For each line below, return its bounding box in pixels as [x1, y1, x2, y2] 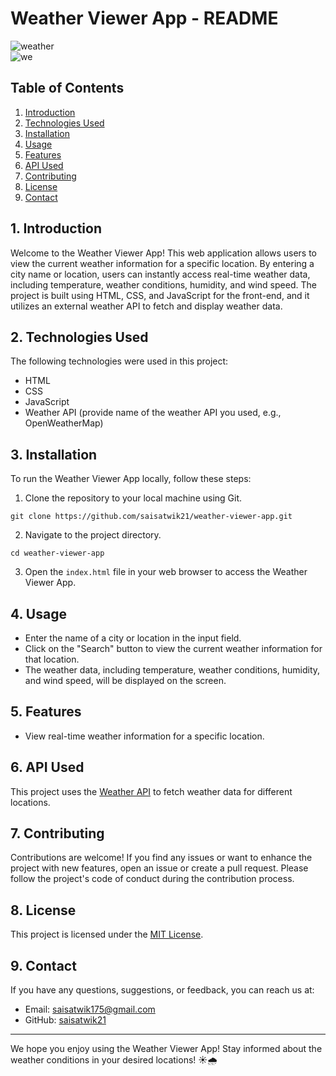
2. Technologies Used [10, 328, 149, 346]
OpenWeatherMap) [24, 417, 104, 429]
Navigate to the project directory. [24, 529, 162, 541]
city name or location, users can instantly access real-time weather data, [10, 268, 311, 280]
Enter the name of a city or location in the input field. [24, 632, 242, 644]
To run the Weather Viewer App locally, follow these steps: [10, 473, 252, 485]
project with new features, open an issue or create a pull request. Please [10, 862, 309, 874]
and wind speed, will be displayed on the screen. [24, 675, 227, 686]
